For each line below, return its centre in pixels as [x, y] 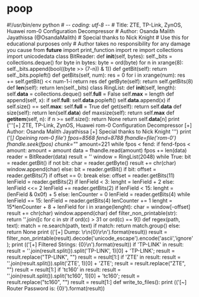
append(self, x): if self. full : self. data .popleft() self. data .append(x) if [89, 100]
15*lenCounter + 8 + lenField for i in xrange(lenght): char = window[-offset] [99, 207]
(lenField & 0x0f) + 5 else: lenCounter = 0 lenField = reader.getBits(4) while [99, 194]
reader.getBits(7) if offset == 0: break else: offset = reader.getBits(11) [91, 175]
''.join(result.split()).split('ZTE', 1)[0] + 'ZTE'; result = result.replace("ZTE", [96, 263]
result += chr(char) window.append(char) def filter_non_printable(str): [92, 213]
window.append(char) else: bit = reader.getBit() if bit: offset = [81, 169]
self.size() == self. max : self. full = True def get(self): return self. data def [94, 106]
